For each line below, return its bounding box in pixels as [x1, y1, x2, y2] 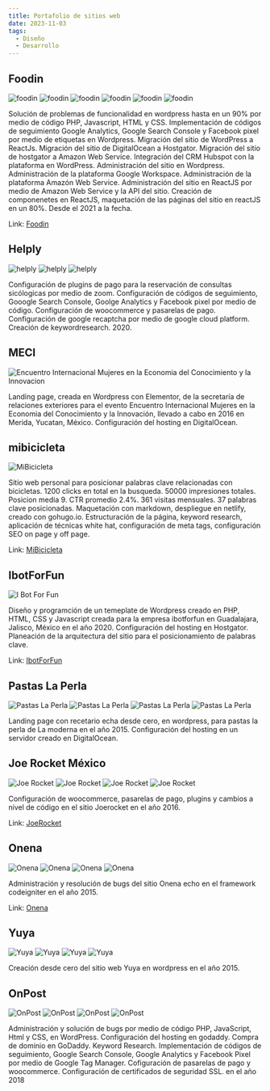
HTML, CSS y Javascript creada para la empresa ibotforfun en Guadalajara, [8, 614, 260, 624]
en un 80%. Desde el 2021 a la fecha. [8, 203, 133, 213]
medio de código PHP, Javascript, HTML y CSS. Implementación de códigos [8, 117, 262, 127]
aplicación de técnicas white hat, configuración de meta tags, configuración [8, 520, 261, 530]
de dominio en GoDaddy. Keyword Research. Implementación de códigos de [8, 1041, 262, 1051]
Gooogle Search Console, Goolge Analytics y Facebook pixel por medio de [8, 297, 256, 306]
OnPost [8, 987, 47, 1000]
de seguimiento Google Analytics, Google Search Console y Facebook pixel [8, 126, 260, 136]
